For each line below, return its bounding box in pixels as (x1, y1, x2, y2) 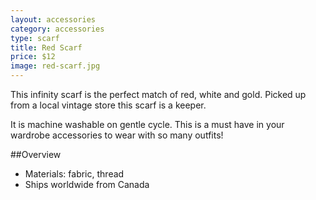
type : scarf (10, 33, 60, 43)
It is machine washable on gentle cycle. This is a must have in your (10, 119, 285, 130)
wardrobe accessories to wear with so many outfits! (10, 129, 224, 141)
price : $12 (10, 52, 56, 62)
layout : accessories (10, 14, 97, 25)
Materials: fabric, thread (24, 168, 125, 180)
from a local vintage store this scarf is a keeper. (10, 99, 207, 111)
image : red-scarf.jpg (10, 61, 101, 71)
